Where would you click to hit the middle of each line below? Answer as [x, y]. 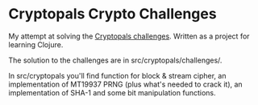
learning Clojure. [36, 44]
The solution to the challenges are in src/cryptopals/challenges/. [115, 60]
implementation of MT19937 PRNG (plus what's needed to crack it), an [126, 84]
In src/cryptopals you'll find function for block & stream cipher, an [117, 75]
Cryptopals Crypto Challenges [112, 14]
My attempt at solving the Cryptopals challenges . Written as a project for [129, 36]
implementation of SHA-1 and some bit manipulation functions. [112, 92]
